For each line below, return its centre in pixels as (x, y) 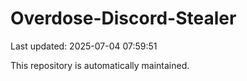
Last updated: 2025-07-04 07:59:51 (84, 46)
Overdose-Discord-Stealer (123, 18)
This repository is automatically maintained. (100, 65)
